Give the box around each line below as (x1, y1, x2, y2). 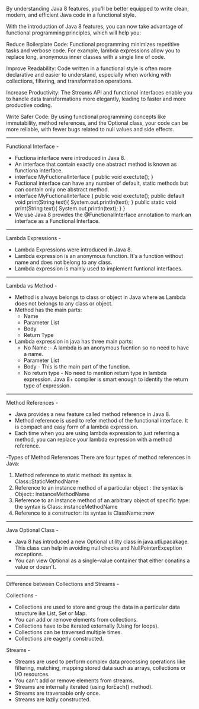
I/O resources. (14, 671, 50, 678)
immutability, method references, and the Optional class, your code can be (6, 119, 188, 127)
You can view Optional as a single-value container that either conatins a (14, 557, 190, 564)
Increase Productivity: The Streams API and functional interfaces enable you (6, 89, 192, 96)
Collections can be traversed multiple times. (14, 629, 123, 635)
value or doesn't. (14, 563, 56, 570)
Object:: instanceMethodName (14, 490, 90, 497)
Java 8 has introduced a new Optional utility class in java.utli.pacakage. (14, 538, 190, 545)
